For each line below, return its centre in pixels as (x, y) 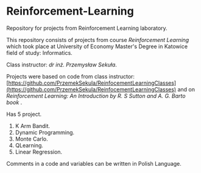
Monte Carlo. (32, 139)
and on (186, 89)
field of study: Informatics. (40, 52)
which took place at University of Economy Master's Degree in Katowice (97, 46)
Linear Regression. (39, 152)
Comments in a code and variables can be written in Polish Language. (94, 163)
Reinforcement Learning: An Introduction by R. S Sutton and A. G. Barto (96, 96)
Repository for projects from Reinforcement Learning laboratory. (87, 28)
